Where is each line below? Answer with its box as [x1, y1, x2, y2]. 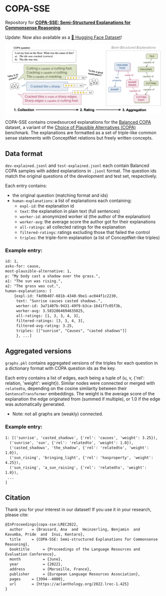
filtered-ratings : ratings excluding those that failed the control [19, 229, 150, 235]
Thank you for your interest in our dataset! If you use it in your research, [5, 507, 152, 513]
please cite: [5, 512, 29, 518]
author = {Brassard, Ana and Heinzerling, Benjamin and [9, 527, 140, 532]
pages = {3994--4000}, [9, 577, 65, 582]
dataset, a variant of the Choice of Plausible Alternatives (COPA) [5, 125, 136, 131]
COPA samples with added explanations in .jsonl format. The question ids [5, 168, 157, 174]
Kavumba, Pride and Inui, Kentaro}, [5, 532, 85, 537]
